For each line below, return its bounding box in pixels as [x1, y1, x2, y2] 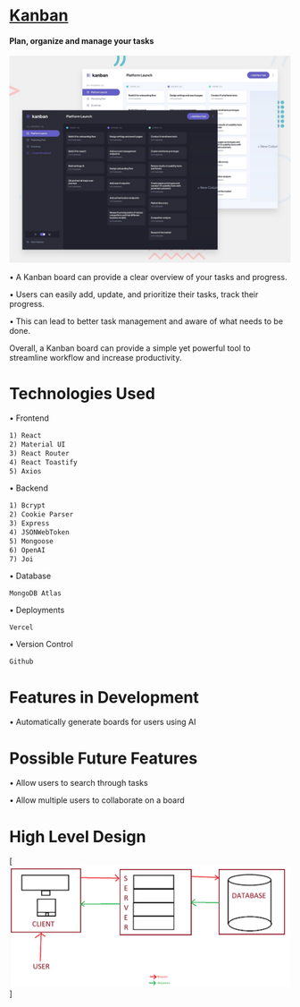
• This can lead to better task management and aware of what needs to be [9, 315, 284, 327]
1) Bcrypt [9, 501, 46, 510]
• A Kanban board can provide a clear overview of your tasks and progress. [9, 271, 287, 282]
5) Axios [9, 467, 42, 476]
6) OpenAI [9, 546, 46, 555]
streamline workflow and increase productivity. [9, 352, 182, 363]
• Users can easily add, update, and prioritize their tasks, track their [9, 288, 259, 300]
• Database [9, 570, 52, 582]
